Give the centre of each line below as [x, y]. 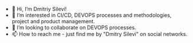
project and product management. [53, 21]
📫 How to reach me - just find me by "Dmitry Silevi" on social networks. [99, 34]
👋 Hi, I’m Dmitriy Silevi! [39, 9]
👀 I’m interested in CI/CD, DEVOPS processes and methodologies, [91, 15]
